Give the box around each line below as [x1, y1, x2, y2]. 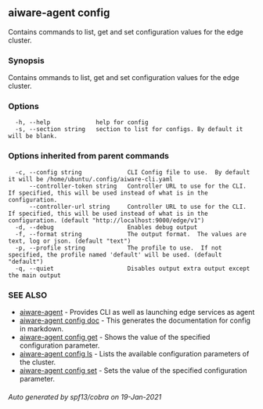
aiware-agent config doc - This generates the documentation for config [19, 316, 250, 325]
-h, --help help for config [15, 119, 149, 126]
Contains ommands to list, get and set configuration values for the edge [8, 73, 240, 82]
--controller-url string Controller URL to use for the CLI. [28, 203, 247, 210]
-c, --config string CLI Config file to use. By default [15, 168, 250, 176]
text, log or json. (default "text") [8, 237, 131, 245]
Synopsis [8, 55, 45, 66]
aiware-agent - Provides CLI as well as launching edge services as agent [19, 308, 255, 316]
